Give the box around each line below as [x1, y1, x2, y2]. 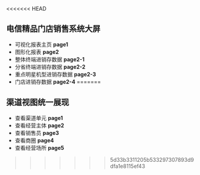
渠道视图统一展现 [6, 97, 69, 108]
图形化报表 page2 [14, 48, 59, 56]
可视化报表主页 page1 [14, 41, 69, 48]
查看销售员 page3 [14, 129, 60, 136]
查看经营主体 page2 [14, 122, 64, 129]
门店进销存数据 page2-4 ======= [14, 78, 101, 85]
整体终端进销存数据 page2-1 [14, 56, 85, 63]
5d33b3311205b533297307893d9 [110, 156, 194, 163]
